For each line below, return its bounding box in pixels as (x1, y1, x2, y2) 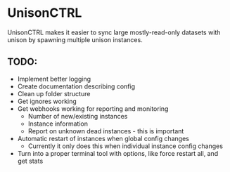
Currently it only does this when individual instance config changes (27, 142, 224, 150)
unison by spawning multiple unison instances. (7, 35, 143, 44)
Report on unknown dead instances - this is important (27, 126, 184, 135)
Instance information (27, 119, 88, 128)
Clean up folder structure (17, 89, 91, 98)
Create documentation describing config (17, 82, 136, 91)
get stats (17, 157, 44, 165)
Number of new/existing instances (27, 112, 128, 120)
